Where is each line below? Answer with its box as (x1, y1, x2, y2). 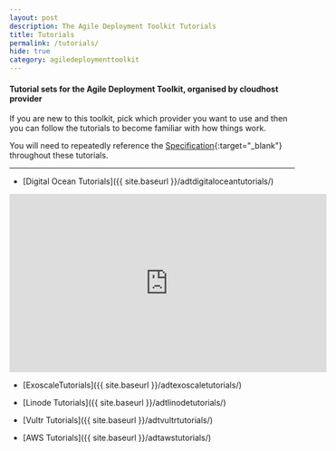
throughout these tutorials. (9, 150, 109, 161)
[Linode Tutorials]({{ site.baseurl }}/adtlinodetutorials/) (22, 398, 226, 408)
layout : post (9, 13, 59, 23)
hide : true (9, 47, 51, 56)
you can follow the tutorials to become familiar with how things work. (9, 123, 267, 134)
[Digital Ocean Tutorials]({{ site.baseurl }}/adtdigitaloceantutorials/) (22, 176, 274, 187)
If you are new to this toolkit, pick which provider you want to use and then (9, 113, 288, 124)
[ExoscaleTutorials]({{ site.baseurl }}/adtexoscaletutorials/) (22, 379, 243, 390)
